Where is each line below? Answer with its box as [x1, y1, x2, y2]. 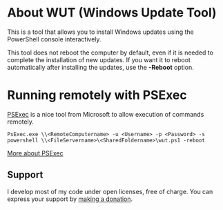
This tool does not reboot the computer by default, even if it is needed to [7, 48, 214, 57]
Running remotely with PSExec [7, 88, 188, 103]
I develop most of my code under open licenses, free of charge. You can [7, 187, 213, 195]
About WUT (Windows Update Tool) [7, 5, 217, 21]
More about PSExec [7, 149, 64, 157]
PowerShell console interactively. [7, 35, 101, 43]
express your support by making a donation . [7, 195, 133, 203]
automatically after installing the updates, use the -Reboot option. [7, 63, 195, 71]
